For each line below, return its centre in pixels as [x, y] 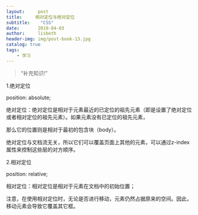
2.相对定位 [19, 162]
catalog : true [24, 45]
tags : [13, 50]
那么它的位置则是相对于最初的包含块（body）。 [63, 129]
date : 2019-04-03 [35, 28]
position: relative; [27, 174]
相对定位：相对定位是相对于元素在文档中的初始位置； [71, 186]
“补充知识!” [34, 73]
